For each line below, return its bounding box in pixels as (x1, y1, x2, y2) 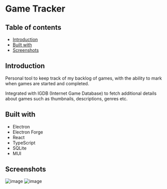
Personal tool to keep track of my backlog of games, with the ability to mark (5, 75, 162, 81)
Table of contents (5, 23, 61, 32)
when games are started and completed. (5, 80, 90, 86)
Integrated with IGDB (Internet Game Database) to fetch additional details (5, 90, 157, 96)
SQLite (12, 145, 27, 151)
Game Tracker (5, 3, 65, 15)
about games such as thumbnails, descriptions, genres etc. (5, 95, 128, 101)
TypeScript (12, 140, 36, 146)
